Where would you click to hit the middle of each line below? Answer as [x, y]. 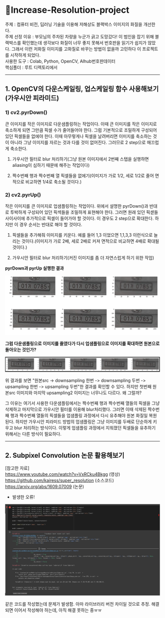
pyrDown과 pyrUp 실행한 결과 [35, 268]
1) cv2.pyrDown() [26, 113]
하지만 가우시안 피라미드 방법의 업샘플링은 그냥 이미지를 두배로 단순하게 [84, 421]
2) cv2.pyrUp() [23, 195]
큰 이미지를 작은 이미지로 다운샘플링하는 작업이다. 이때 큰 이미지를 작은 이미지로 [81, 124]
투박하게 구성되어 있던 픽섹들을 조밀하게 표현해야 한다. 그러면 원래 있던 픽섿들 [84, 212]
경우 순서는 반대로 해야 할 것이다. [51, 224]
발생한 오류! [24, 497]
